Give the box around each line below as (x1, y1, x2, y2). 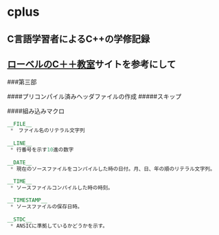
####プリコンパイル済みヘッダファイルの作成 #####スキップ (7, 92, 182, 101)
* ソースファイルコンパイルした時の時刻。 (10, 184, 113, 192)
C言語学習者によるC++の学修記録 (7, 33, 150, 45)
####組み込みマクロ (7, 107, 65, 115)
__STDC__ (7, 216, 32, 223)
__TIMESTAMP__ (7, 197, 48, 204)
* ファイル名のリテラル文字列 (10, 127, 85, 134)
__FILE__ (7, 121, 32, 127)
